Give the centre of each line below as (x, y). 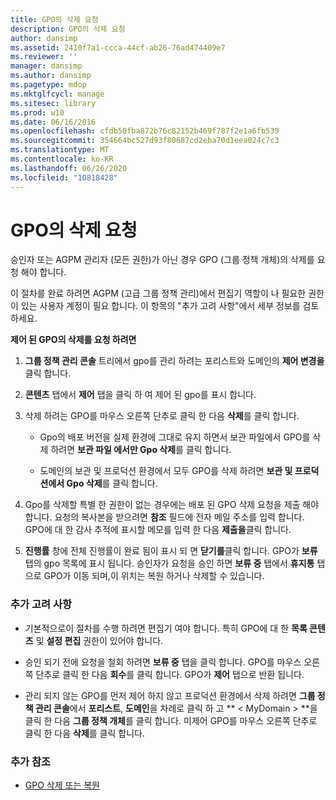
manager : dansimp (46, 66)
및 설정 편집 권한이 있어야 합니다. (99, 640)
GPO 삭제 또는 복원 (62, 785)
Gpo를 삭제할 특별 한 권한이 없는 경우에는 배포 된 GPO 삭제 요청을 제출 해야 (172, 505)
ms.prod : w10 (37, 112)
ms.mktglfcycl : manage (57, 94)
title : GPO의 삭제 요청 (54, 19)
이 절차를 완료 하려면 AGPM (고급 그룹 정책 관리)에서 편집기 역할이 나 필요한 (158, 293)
